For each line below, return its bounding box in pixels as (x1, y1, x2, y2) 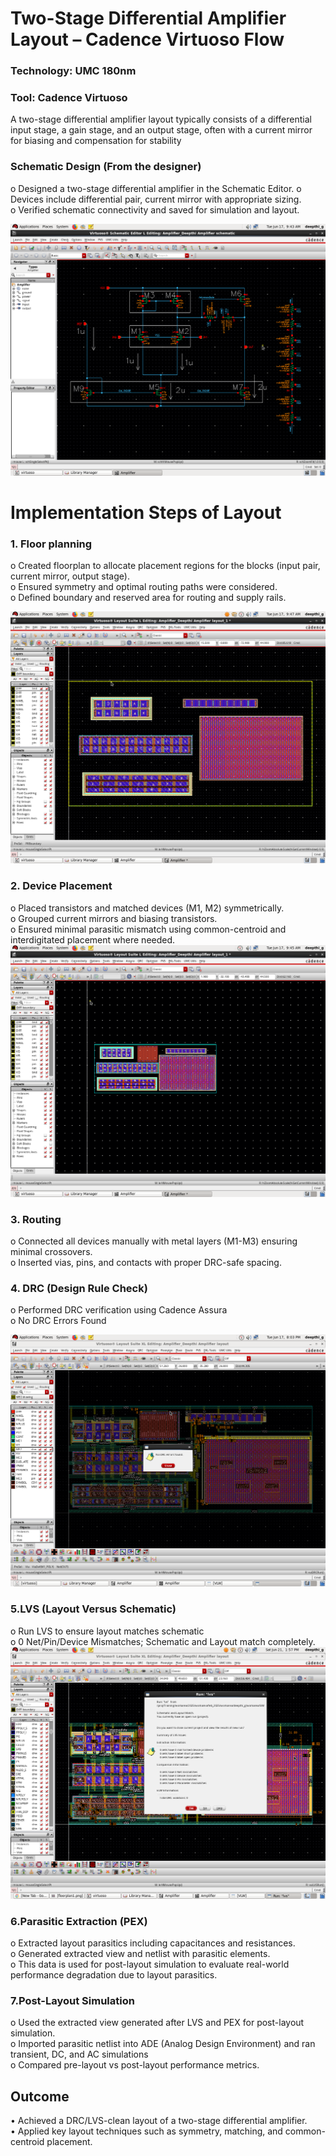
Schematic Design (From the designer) (10, 160, 202, 174)
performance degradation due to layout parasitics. (10, 1969, 218, 1981)
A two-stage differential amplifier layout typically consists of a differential (10, 113, 312, 126)
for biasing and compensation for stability (10, 135, 182, 147)
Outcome (10, 2088, 70, 2105)
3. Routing (10, 1212, 62, 1226)
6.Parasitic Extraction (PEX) (10, 1914, 148, 1928)
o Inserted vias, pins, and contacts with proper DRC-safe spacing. (10, 1257, 282, 1269)
